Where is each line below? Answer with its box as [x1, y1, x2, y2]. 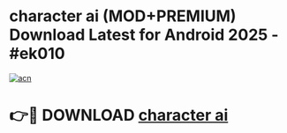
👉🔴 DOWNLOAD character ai [9, 106, 229, 125]
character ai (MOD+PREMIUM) [9, 6, 237, 26]
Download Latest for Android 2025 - [9, 25, 279, 45]
